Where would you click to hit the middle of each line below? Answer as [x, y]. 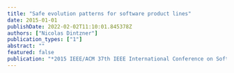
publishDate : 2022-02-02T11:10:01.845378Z [70, 26]
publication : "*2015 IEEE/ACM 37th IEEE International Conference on [110, 59]
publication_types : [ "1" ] [45, 40]
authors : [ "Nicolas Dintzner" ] [53, 33]
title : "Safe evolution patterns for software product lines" [99, 14]
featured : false [31, 53]
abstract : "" [26, 46]
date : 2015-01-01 [32, 20]
